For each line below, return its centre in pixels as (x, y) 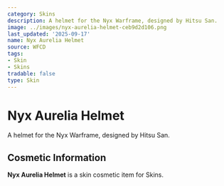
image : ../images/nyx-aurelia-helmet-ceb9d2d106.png (87, 27)
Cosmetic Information (57, 157)
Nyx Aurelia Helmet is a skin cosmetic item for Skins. (85, 175)
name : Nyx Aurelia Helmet (46, 41)
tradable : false (31, 73)
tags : (15, 54)
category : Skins (31, 14)
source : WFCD (27, 47)
